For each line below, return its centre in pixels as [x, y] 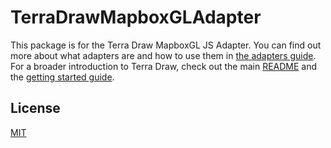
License [35, 108]
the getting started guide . [62, 77]
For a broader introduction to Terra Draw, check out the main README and [164, 66]
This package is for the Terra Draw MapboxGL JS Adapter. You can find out [166, 45]
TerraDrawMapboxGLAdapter [136, 17]
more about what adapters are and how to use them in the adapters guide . [163, 55]
